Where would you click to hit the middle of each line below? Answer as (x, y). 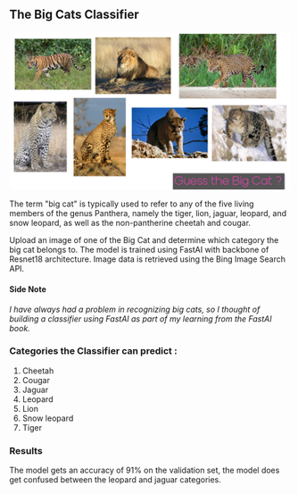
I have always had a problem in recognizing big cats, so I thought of (135, 309)
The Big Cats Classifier (74, 15)
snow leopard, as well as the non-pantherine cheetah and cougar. (130, 223)
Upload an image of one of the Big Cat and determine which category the (144, 240)
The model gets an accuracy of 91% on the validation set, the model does (145, 470)
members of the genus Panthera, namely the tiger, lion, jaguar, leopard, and (148, 214)
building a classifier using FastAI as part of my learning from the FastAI (141, 318)
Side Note (28, 289)
